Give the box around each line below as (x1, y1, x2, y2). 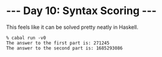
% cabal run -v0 (6, 35, 46, 41)
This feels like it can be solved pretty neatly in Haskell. (6, 24, 139, 31)
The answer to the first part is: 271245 (6, 40, 110, 46)
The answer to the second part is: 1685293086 (6, 45, 123, 51)
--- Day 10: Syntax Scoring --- (6, 4, 157, 18)
